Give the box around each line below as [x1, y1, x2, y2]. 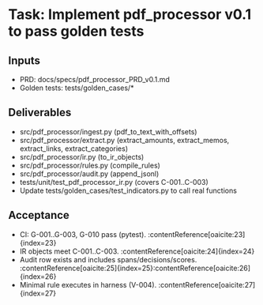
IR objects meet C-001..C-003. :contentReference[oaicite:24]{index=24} [19, 247, 255, 256]
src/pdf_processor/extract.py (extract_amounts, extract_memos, [19, 135, 230, 145]
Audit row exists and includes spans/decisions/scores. [19, 254, 197, 264]
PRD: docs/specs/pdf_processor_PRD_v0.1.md [19, 75, 170, 84]
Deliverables [8, 106, 72, 119]
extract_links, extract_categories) [19, 144, 129, 153]
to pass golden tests [8, 22, 145, 40]
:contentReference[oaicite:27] [158, 280, 256, 289]
